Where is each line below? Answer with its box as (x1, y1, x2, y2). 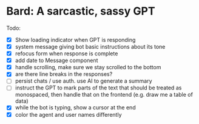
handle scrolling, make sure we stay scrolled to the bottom (15, 64, 161, 71)
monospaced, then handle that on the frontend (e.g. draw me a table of (15, 91, 193, 98)
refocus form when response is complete (15, 50, 118, 57)
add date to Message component (15, 57, 98, 64)
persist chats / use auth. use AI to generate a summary (15, 77, 153, 84)
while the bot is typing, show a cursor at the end (15, 104, 136, 111)
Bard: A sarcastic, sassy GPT (6, 4, 156, 18)
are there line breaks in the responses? (15, 71, 113, 78)
